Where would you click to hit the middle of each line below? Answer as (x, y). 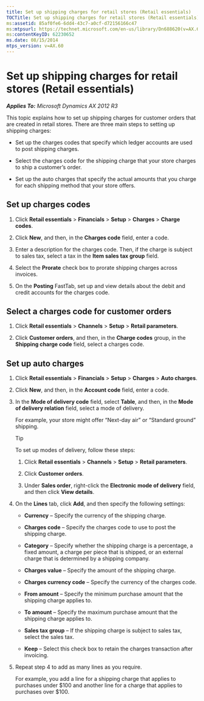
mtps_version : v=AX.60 (35, 46)
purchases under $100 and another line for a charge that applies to (99, 685)
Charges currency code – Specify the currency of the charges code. (110, 582)
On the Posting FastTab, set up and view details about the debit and (100, 286)
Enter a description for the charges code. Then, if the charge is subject (104, 249)
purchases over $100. (42, 692)
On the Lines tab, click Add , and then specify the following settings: (100, 504)
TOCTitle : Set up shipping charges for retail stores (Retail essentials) (103, 18)
